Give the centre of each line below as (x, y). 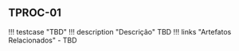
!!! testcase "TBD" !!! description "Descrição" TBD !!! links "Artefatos (120, 31)
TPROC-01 (35, 13)
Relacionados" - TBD (43, 40)
